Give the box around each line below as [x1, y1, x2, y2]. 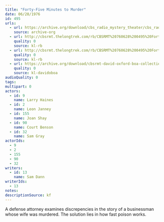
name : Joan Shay [14, 115, 47, 121]
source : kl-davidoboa [14, 71, 58, 75]
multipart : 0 [5, 84, 32, 89]
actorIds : [5, 138, 25, 144]
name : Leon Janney [14, 107, 51, 112]
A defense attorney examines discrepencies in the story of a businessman [5, 206, 154, 212]
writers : [5, 166, 23, 170]
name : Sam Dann [14, 175, 45, 180]
